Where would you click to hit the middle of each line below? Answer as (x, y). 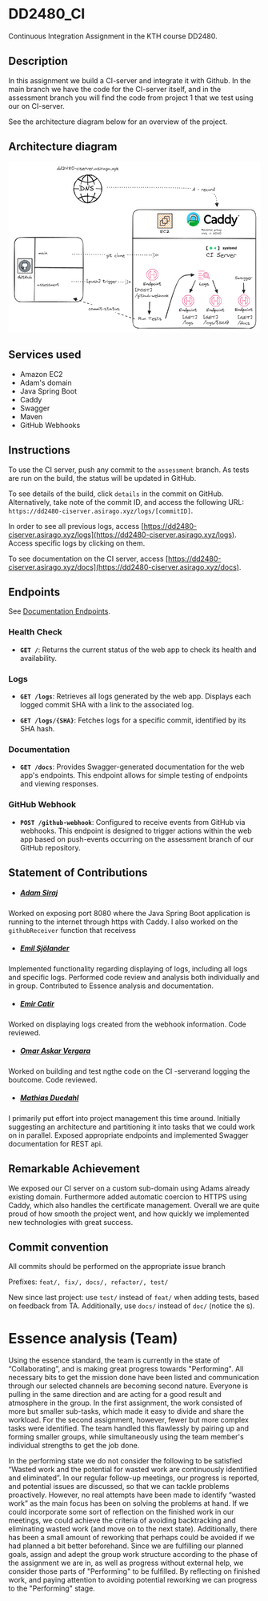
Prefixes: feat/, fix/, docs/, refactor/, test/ (88, 1282)
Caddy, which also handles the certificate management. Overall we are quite (134, 1205)
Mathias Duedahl (49, 1098)
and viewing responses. (59, 784)
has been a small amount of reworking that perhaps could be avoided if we (132, 1538)
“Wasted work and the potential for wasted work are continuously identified (133, 1470)
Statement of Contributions (78, 873)
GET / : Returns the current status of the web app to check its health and (138, 650)
